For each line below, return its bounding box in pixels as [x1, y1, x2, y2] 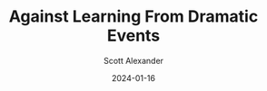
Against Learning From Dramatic [8, 6, 259, 27]
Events [106, 25, 161, 46]
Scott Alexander [103, 55, 164, 66]
